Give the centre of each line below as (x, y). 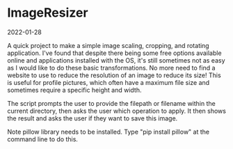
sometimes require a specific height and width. (74, 90)
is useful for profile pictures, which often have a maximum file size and (109, 82)
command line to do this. (43, 139)
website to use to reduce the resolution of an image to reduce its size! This (114, 75)
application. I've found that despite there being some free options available (114, 53)
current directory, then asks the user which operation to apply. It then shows (116, 111)
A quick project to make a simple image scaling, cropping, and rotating (109, 45)
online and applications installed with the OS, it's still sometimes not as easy (116, 60)
